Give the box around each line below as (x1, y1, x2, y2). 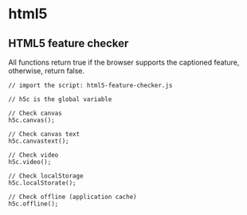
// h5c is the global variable (8, 96, 112, 104)
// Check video (8, 151, 59, 159)
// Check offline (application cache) (8, 193, 137, 201)
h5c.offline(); (8, 200, 59, 208)
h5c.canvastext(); (8, 137, 69, 145)
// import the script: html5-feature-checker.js (8, 81, 173, 89)
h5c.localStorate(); (8, 179, 77, 187)
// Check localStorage (8, 172, 84, 180)
